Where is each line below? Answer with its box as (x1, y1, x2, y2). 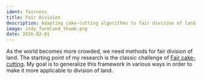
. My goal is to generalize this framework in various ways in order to (23, 61, 192, 68)
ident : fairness (6, 8, 47, 15)
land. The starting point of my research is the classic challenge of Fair (6, 54, 180, 61)
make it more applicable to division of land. (6, 67, 114, 74)
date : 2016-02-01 (6, 31, 50, 37)
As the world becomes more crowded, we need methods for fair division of (6, 48, 193, 55)
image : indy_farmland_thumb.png (6, 25, 88, 32)
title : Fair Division (6, 14, 61, 20)
